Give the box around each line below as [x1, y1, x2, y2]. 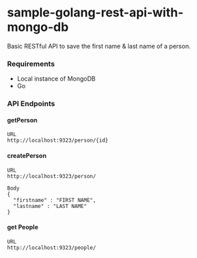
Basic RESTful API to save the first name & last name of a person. [7, 42, 191, 50]
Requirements [7, 59, 55, 68]
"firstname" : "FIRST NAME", [13, 196, 96, 203]
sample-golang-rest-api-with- [7, 5, 184, 21]
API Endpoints [7, 99, 55, 109]
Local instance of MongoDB [16, 75, 96, 83]
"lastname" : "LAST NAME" [13, 203, 88, 209]
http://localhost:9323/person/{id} [7, 137, 109, 144]
